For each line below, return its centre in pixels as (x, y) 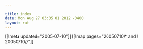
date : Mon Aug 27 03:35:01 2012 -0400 (44, 18)
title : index (18, 14)
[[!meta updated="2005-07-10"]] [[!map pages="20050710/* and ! (72, 36)
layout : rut (17, 23)
